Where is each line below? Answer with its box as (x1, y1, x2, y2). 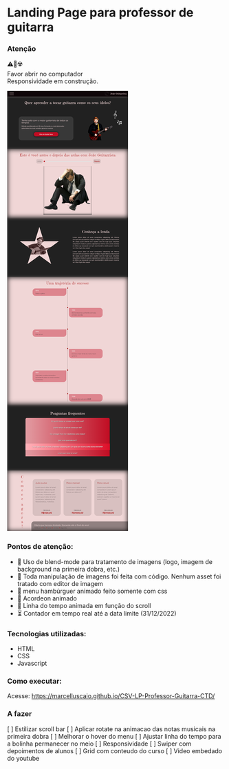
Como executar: (7, 676, 62, 686)
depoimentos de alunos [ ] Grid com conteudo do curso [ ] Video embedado (7, 746, 222, 755)
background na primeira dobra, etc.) (17, 565, 120, 573)
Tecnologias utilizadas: (7, 629, 87, 638)
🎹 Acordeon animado (17, 594, 77, 603)
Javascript (17, 659, 47, 668)
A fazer (7, 709, 32, 719)
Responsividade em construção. (7, 77, 98, 85)
